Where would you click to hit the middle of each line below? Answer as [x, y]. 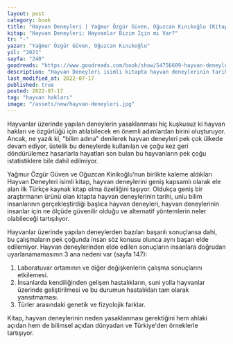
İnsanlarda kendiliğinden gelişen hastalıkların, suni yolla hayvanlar [111, 282]
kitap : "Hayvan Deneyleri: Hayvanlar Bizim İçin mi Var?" [93, 33]
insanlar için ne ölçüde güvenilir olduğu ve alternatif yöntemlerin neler [107, 211]
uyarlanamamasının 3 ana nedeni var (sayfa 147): [77, 254]
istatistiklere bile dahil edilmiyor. [53, 161]
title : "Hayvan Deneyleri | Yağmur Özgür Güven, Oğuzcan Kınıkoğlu [107, 26]
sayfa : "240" [26, 59]
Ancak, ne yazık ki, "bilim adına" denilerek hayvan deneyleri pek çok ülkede [115, 138]
